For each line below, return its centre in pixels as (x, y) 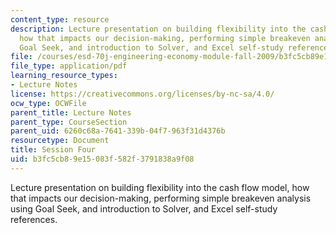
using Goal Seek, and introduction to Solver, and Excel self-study (144, 208)
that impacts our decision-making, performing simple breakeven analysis (161, 198)
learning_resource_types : (64, 76)
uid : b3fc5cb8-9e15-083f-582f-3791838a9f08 (102, 159)
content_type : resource (60, 19)
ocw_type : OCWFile (48, 103)
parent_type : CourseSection (69, 122)
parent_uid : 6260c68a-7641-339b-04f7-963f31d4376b (118, 131)
